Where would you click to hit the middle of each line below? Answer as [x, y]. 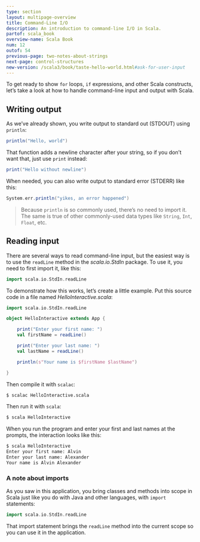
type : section [24, 12]
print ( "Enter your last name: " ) [59, 346]
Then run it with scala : [34, 406]
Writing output [34, 109]
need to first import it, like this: [44, 268]
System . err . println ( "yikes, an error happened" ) [68, 198]
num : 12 [16, 45]
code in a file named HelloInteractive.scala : [60, 297]
